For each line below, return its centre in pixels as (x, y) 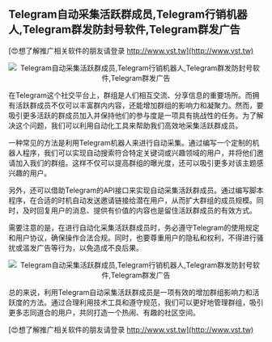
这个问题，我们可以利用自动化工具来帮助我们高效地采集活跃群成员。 (129, 125)
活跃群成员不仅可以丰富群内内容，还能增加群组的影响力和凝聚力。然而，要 (139, 105)
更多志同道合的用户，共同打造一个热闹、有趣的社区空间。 (104, 312)
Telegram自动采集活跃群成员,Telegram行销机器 (128, 15)
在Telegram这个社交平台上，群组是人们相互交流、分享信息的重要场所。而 (130, 95)
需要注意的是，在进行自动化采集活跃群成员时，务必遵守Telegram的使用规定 (134, 227)
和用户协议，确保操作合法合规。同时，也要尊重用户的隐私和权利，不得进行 (132, 238)
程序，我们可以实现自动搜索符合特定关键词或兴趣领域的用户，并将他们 (139, 153)
